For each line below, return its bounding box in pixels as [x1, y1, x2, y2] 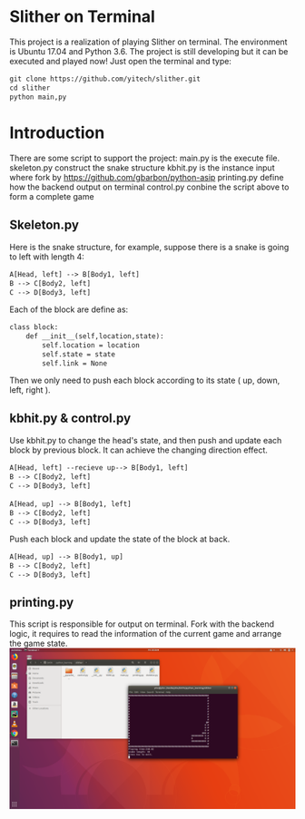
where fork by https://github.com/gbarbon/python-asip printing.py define [9, 171, 284, 182]
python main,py [9, 93, 67, 102]
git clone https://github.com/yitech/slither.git [9, 74, 202, 83]
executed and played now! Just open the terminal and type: [9, 55, 231, 66]
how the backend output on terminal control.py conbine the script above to [9, 181, 290, 192]
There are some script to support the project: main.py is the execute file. [9, 152, 280, 163]
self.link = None [42, 358, 107, 368]
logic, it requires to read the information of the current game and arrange [9, 629, 282, 639]
